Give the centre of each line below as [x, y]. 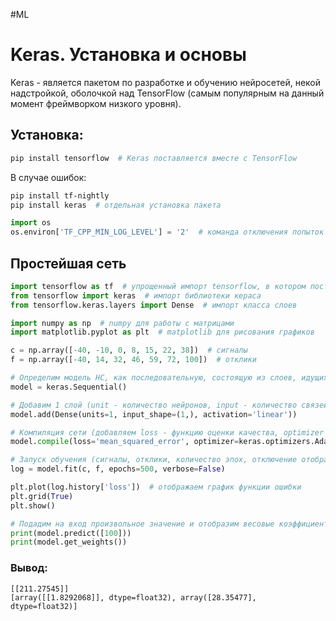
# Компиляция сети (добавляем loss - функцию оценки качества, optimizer [167, 432]
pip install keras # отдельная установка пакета [116, 205]
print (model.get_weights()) [69, 542]
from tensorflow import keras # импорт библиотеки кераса [136, 295]
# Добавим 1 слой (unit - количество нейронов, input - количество [154, 405]
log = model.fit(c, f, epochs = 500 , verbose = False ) [118, 469]
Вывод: [29, 568]
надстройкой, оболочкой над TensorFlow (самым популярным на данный [167, 93]
